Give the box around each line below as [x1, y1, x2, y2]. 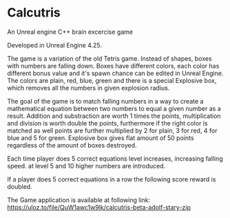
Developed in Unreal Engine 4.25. [7, 41, 102, 49]
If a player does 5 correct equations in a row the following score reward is [7, 175, 216, 184]
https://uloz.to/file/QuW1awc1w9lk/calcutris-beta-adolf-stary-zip [7, 203, 191, 211]
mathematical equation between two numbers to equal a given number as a [7, 104, 222, 112]
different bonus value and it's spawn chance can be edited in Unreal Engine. [7, 69, 224, 77]
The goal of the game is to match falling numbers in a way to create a [7, 97, 204, 105]
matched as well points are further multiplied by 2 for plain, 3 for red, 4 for [7, 126, 218, 135]
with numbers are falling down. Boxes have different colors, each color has [7, 61, 220, 70]
